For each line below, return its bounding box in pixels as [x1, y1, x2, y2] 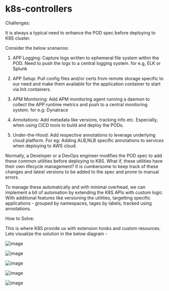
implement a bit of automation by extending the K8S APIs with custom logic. [5, 189, 163, 196]
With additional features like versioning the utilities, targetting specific [5, 195, 151, 201]
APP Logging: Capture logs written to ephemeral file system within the [12, 54, 159, 61]
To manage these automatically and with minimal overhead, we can [5, 184, 146, 190]
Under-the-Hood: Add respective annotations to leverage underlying [12, 132, 156, 138]
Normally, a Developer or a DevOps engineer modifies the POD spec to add [5, 152, 162, 158]
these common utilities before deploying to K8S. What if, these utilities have [5, 158, 163, 164]
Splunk [12, 66, 27, 72]
